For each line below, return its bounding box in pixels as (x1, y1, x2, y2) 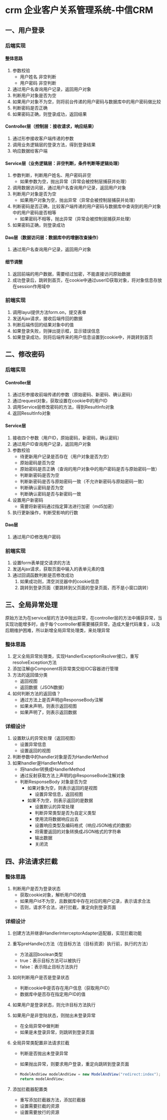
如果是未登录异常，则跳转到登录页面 (19, 1029, 95, 1035)
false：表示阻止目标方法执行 (19, 964, 78, 970)
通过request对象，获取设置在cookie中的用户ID (12, 398, 108, 404)
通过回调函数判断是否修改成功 (12, 572, 74, 578)
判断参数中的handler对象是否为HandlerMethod (12, 754, 109, 760)
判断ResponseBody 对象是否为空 (19, 779, 87, 785)
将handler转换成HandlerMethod (19, 766, 86, 773)
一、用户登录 (5, 26, 45, 34)
